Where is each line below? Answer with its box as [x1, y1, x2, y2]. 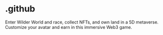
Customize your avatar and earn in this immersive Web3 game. [5, 24, 133, 30]
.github [5, 3, 35, 14]
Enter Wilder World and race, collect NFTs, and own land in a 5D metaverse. [5, 19, 159, 25]
